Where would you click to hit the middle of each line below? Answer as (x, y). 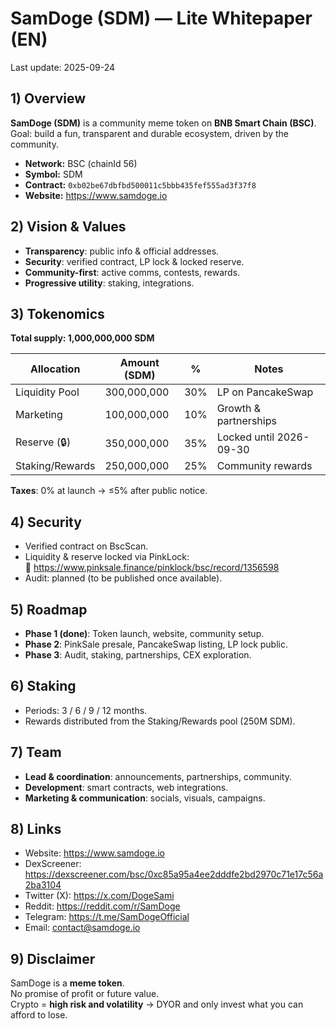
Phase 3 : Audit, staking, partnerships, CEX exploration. (138, 655)
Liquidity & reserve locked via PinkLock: (107, 557)
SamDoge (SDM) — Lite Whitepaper (161, 18)
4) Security (46, 522)
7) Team (36, 752)
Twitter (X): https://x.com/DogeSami (99, 896)
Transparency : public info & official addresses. (122, 251)
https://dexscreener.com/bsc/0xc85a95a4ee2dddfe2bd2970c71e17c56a (174, 874)
